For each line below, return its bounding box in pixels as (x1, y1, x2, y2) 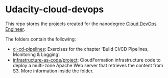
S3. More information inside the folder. (12, 68, 94, 74)
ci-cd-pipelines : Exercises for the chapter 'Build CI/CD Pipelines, (12, 46, 149, 52)
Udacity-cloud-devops (5, 4, 104, 15)
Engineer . (5, 26, 26, 32)
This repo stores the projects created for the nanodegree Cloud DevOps (5, 21, 157, 27)
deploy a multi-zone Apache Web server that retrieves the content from (12, 62, 163, 68)
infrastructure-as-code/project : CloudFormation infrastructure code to (12, 56, 161, 63)
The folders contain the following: (5, 36, 76, 42)
